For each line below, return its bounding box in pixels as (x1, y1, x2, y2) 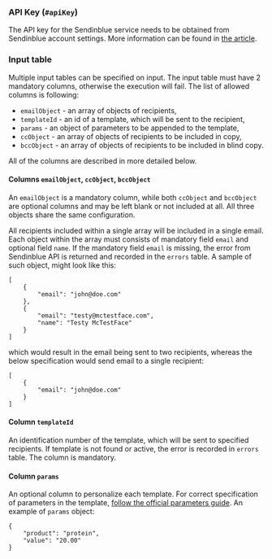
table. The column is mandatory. (8, 452, 116, 462)
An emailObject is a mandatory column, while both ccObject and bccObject (8, 192, 257, 202)
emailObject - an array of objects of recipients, (19, 105, 177, 116)
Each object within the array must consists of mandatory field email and (8, 234, 249, 244)
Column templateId (8, 417, 74, 427)
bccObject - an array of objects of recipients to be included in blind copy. (19, 140, 264, 150)
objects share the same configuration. (8, 210, 136, 220)
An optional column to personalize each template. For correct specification (8, 489, 258, 499)
